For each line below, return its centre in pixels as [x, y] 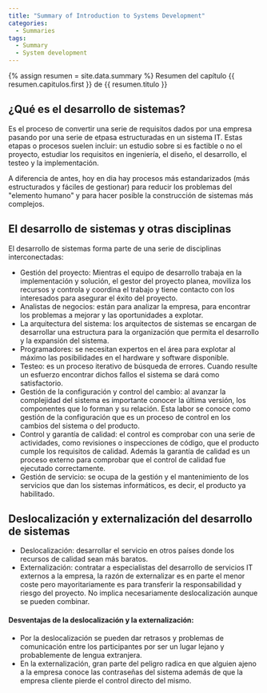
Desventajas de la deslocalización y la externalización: [101, 620]
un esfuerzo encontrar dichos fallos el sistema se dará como [120, 374]
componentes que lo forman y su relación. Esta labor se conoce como [135, 409]
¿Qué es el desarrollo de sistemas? [97, 109]
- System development [52, 53]
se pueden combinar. [55, 602]
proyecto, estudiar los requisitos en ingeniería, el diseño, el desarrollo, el [128, 154]
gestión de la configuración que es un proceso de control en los [125, 417]
